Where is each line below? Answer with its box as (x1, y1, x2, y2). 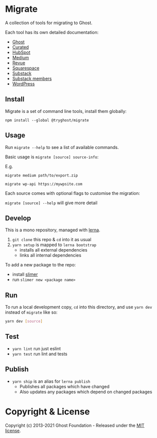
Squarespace (12, 65, 39, 71)
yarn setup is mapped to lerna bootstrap (12, 242, 97, 248)
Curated (12, 44, 29, 50)
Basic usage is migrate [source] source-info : (5, 154, 99, 160)
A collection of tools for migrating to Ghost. (5, 20, 93, 26)
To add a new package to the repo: (5, 262, 76, 268)
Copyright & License (5, 406, 90, 417)
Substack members (12, 75, 52, 81)
